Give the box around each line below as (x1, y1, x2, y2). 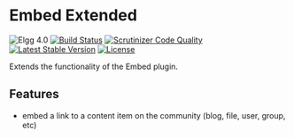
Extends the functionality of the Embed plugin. (9, 61, 179, 72)
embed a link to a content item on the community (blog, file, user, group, (21, 110, 286, 120)
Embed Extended (9, 5, 137, 26)
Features (9, 87, 59, 102)
